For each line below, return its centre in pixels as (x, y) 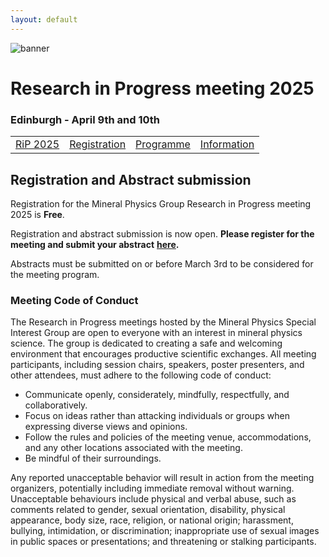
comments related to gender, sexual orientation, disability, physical (148, 510)
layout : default (44, 19)
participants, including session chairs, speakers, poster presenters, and (157, 365)
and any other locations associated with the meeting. (133, 448)
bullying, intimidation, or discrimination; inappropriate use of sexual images (165, 531)
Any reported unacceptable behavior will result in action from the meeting (162, 478)
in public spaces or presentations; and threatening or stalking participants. (163, 542)
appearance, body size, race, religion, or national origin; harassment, (152, 520)
